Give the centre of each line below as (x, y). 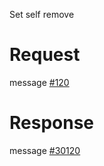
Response (52, 123)
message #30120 (45, 150)
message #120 (39, 82)
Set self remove (42, 14)
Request (45, 55)
